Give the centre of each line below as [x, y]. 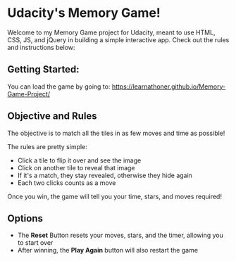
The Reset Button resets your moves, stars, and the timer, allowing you [120, 235]
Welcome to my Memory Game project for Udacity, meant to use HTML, [112, 32]
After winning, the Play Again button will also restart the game [108, 250]
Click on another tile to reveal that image [76, 167]
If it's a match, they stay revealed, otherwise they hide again [105, 175]
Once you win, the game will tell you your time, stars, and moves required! [114, 196]
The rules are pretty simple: [48, 146]
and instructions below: [41, 47]
